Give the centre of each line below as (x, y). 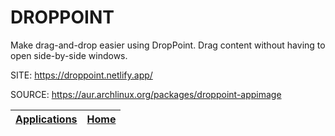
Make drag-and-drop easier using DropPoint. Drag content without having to (168, 45)
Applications (46, 119)
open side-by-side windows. (69, 55)
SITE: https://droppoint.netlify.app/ (81, 75)
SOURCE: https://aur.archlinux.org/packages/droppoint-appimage (146, 94)
